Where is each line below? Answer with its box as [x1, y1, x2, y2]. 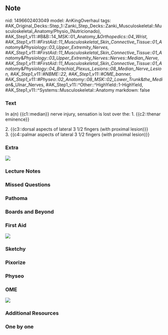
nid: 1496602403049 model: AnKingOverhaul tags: [5, 17, 111, 23]
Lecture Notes [5, 168, 41, 175]
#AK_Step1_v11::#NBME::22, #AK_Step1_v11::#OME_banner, [10, 71, 132, 77]
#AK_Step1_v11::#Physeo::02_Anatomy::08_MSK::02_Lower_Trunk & [5, 76, 144, 82]
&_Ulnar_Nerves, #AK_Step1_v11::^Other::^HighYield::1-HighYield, [10, 82, 143, 88]
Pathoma [5, 195, 28, 202]
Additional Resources [5, 310, 59, 317]
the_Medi [143, 76, 163, 82]
